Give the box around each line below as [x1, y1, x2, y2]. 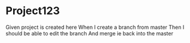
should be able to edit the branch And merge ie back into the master [5, 29, 174, 37]
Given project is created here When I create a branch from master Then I [5, 24, 185, 31]
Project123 [5, 4, 60, 18]
